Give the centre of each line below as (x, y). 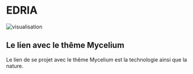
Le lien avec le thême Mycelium (65, 45)
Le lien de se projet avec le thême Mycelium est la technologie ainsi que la (97, 59)
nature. (15, 66)
